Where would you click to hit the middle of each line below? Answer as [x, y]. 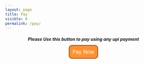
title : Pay [16, 14]
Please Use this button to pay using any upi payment [83, 39]
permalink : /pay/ [23, 23]
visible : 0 [16, 19]
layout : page [19, 10]
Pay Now [83, 52]
